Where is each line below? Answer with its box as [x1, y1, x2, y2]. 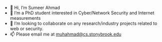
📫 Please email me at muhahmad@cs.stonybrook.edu [9, 31, 122, 37]
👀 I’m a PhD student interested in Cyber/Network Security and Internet [9, 10, 155, 16]
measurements [9, 15, 41, 21]
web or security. [9, 26, 44, 32]
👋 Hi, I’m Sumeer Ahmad [9, 5, 60, 10]
